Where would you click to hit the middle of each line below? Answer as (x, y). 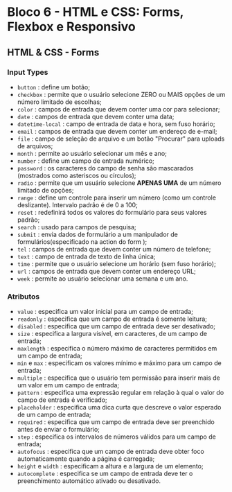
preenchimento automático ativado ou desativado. (89, 481)
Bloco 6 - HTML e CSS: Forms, (96, 12)
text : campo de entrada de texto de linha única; (86, 256)
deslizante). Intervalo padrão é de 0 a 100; (78, 204)
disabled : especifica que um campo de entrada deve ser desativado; (116, 326)
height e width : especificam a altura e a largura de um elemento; (110, 466)
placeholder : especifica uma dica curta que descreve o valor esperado (119, 407)
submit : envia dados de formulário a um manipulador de (97, 234)
